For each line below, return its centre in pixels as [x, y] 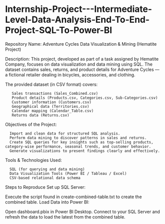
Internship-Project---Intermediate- [79, 9]
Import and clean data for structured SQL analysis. [65, 133]
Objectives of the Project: [31, 124]
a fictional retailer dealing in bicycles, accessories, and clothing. [70, 75]
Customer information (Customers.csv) [52, 102]
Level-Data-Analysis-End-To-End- [77, 20]
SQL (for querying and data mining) [47, 169]
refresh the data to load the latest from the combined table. [65, 217]
